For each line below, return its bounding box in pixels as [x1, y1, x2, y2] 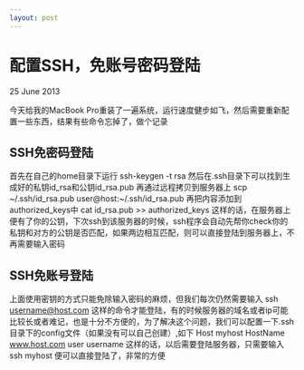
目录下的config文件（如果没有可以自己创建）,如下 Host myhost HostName [9, 327, 285, 338]
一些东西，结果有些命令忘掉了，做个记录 [16, 115, 168, 127]
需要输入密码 [16, 239, 65, 249]
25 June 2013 [9, 85, 61, 96]
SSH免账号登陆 [9, 268, 94, 283]
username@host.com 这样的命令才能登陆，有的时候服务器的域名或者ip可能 [9, 305, 289, 316]
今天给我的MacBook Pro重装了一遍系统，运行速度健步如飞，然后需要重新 [9, 104, 282, 115]
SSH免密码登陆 [9, 144, 94, 160]
